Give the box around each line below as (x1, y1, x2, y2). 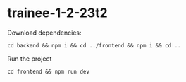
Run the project (7, 54, 52, 63)
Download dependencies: (7, 28, 82, 37)
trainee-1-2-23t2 (7, 5, 108, 21)
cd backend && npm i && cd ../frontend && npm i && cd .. (7, 42, 181, 49)
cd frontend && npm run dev (7, 68, 90, 75)
